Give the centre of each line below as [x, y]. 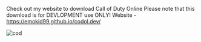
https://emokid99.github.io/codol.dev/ [54, 21]
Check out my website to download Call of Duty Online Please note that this [100, 9]
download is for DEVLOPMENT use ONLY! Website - [71, 15]
